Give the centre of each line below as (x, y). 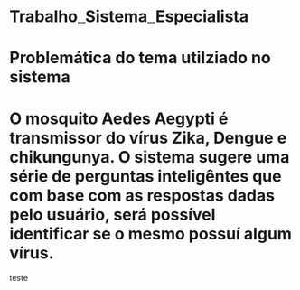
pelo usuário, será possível (112, 215)
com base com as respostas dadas (142, 195)
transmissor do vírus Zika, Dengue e (148, 138)
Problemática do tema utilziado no (140, 58)
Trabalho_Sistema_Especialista (129, 17)
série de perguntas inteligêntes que (145, 176)
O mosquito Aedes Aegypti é (119, 118)
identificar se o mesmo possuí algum (150, 234)
